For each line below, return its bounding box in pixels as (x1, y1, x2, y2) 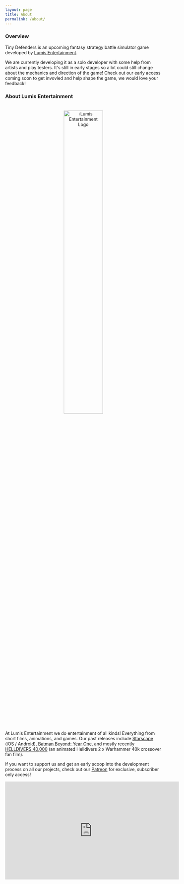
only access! (5, 772, 31, 778)
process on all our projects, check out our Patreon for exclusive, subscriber (5, 766, 159, 772)
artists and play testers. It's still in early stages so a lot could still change (5, 64, 153, 70)
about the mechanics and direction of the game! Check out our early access (5, 70, 161, 76)
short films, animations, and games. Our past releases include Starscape (5, 735, 154, 741)
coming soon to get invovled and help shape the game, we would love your (5, 75, 159, 81)
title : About (5, 12, 32, 17)
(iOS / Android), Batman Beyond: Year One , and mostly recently (5, 741, 135, 747)
